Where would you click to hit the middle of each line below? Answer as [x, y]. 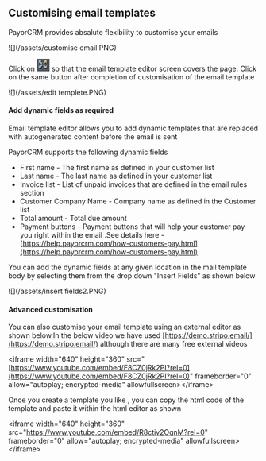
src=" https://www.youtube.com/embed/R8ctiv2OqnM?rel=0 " [108, 432]
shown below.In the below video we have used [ [87, 335]
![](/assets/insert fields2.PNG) [57, 291]
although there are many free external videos [173, 344]
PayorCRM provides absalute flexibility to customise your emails [113, 32]
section [32, 193]
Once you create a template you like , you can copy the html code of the [126, 400]
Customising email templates [82, 13]
